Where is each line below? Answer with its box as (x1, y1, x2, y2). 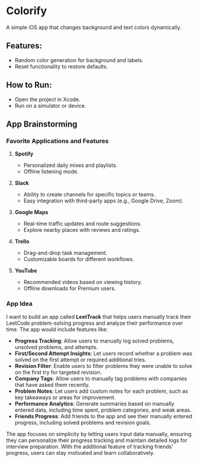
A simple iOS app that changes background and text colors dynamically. (6, 24, 181, 31)
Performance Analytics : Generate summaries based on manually (14, 400, 174, 407)
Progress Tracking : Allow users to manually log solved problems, (14, 337, 174, 344)
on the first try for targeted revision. (14, 369, 102, 376)
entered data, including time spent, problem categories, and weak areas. (14, 406, 192, 413)
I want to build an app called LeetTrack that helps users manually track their (6, 313, 191, 320)
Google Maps (14, 209, 48, 216)
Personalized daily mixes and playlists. (23, 161, 118, 169)
